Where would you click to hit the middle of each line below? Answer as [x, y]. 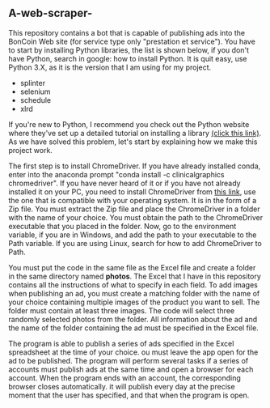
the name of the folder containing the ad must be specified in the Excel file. [133, 328]
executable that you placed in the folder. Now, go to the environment [122, 226]
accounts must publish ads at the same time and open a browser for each [131, 369]
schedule [36, 100]
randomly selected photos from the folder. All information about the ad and [133, 319]
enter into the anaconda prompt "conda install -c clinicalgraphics [116, 174]
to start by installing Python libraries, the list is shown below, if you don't [129, 50]
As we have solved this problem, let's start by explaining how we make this [133, 142]
